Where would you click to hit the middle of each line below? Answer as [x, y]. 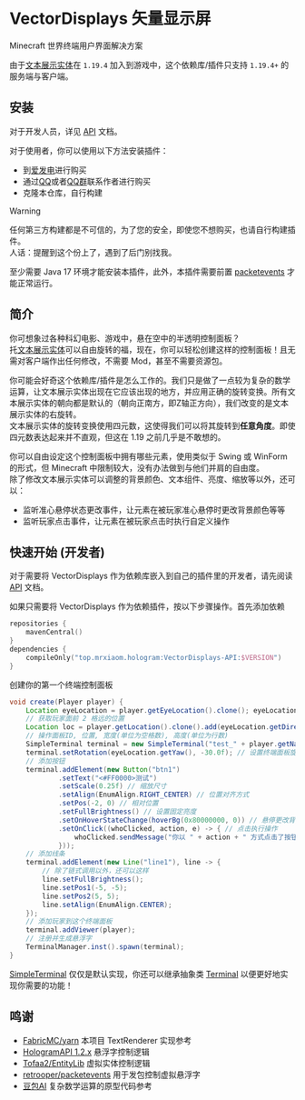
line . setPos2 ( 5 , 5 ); [81, 896]
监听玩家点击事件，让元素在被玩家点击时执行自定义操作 [126, 521]
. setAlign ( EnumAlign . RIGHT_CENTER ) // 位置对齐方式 [153, 795]
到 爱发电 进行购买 [54, 170]
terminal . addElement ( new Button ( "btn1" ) [103, 769]
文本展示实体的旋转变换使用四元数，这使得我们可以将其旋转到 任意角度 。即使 [152, 425]
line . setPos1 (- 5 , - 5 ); [85, 887]
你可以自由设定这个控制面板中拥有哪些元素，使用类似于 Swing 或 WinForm [148, 456]
